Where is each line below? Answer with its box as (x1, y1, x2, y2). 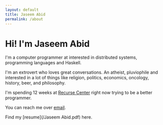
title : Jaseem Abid (5, 12, 46, 17)
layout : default (5, 7, 39, 12)
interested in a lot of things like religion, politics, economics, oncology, (5, 75, 149, 81)
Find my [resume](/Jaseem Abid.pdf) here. (5, 114, 92, 120)
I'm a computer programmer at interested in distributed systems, (5, 54, 138, 60)
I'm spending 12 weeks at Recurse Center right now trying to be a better (5, 90, 153, 96)
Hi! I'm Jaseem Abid (5, 38, 90, 49)
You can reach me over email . (5, 105, 66, 111)
